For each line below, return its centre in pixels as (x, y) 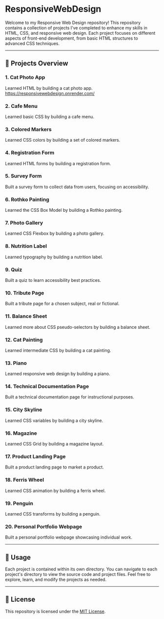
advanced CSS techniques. (32, 43)
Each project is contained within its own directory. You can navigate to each (81, 569)
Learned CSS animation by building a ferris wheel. (55, 491)
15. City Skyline (24, 410)
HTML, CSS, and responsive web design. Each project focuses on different (80, 33)
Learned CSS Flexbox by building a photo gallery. (55, 233)
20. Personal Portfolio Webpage (43, 526)
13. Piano (16, 363)
